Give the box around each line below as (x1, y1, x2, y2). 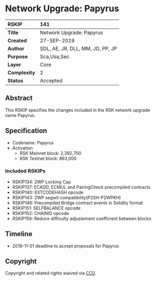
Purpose (7, 53, 28, 60)
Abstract (5, 94, 33, 103)
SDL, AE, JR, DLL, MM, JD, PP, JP (40, 45, 117, 52)
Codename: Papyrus (12, 140, 54, 145)
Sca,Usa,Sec (40, 53, 70, 60)
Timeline (5, 230, 33, 238)
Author (7, 45, 25, 52)
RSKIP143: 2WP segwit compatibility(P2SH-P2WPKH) (12, 194, 122, 200)
